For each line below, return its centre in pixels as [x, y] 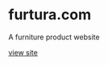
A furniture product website [54, 37]
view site [23, 52]
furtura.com [50, 15]
